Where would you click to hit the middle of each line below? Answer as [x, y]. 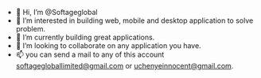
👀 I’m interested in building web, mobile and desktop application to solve [134, 20]
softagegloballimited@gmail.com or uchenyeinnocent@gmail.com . [125, 66]
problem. [31, 29]
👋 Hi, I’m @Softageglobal [56, 12]
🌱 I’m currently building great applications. [85, 37]
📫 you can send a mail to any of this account [90, 54]
